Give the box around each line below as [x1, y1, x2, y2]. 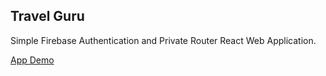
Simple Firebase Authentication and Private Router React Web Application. [10, 34, 317, 46]
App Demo [10, 54, 55, 66]
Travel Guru [10, 8, 85, 25]
